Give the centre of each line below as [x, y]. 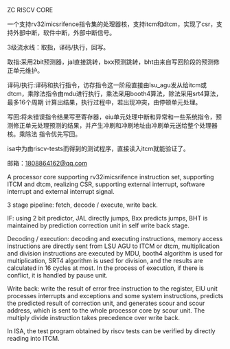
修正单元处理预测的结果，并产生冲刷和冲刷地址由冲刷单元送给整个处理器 [115, 125]
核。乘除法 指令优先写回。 [44, 134]
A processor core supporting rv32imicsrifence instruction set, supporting [111, 177]
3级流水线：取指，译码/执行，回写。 [58, 47]
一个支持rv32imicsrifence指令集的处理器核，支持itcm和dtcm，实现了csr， [112, 24]
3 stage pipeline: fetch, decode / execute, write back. [82, 205]
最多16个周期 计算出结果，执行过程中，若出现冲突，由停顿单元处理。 [104, 102]
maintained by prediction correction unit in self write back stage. [99, 225]
